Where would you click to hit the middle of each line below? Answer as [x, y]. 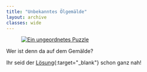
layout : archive [26, 17]
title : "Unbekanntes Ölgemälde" [46, 12]
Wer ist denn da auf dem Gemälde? [50, 51]
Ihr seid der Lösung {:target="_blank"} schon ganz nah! [74, 62]
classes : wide [24, 23]
